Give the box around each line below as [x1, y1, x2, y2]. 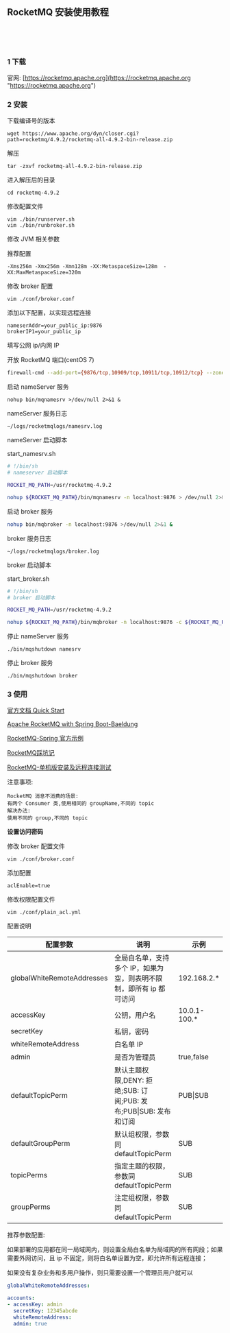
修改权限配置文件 [7, 896, 55, 904]
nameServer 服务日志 [7, 409, 68, 418]
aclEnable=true [7, 882, 51, 889]
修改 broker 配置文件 [7, 842, 65, 850]
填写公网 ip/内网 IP [7, 341, 60, 350]
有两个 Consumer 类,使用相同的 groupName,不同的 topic [7, 800, 155, 807]
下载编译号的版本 [7, 117, 55, 125]
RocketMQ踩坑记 [7, 749, 55, 757]
